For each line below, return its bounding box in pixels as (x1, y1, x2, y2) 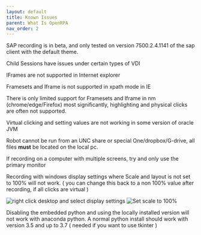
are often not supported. (6, 107, 67, 115)
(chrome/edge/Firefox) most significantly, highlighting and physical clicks (6, 101, 188, 109)
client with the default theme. (6, 49, 79, 56)
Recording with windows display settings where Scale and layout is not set (6, 173, 191, 180)
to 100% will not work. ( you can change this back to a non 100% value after (6, 179, 194, 186)
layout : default (6, 8, 47, 15)
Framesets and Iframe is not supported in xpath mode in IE (6, 83, 151, 91)
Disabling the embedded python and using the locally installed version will (6, 209, 190, 216)
